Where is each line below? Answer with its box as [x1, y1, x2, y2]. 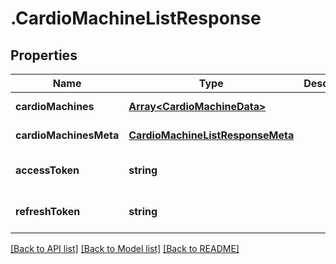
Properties [10, 47, 78, 64]
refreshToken [15, 205, 81, 218]
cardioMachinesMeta [15, 128, 120, 142]
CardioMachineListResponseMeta [128, 128, 295, 142]
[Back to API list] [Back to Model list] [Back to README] [10, 243, 240, 254]
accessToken [15, 163, 80, 177]
